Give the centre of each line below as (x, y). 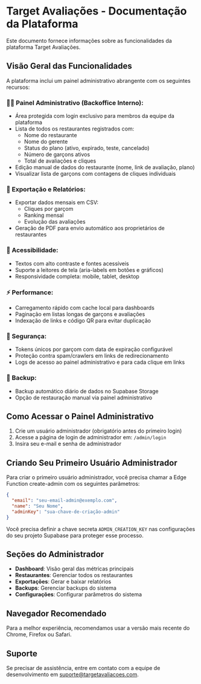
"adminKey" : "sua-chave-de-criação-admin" (66, 512)
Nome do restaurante (50, 135)
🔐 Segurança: (27, 336)
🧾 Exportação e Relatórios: (46, 189)
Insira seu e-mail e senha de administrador (68, 444)
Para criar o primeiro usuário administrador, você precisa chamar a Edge (97, 477)
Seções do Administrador (55, 554)
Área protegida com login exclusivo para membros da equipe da (95, 116)
